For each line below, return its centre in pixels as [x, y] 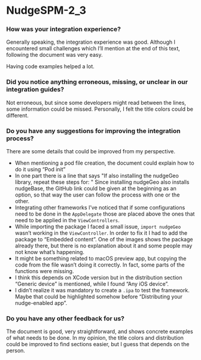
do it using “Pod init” [40, 170]
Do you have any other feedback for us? [65, 318]
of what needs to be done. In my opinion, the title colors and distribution [95, 338]
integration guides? [35, 89]
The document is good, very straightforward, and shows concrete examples [100, 332]
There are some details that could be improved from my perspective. [91, 152]
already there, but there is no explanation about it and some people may [103, 246]
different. [17, 115]
